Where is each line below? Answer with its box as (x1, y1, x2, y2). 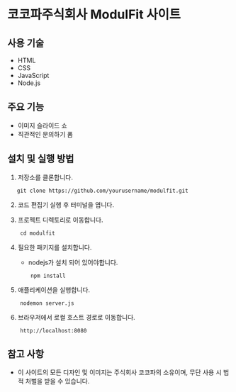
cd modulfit (20, 230, 55, 237)
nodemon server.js (20, 299, 74, 307)
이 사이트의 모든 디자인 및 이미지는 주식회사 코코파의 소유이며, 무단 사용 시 (17, 368, 222, 376)
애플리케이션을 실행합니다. (17, 285, 91, 294)
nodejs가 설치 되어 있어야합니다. (28, 258, 118, 267)
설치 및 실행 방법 (7, 153, 74, 165)
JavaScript (17, 72, 50, 79)
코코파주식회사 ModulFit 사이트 (7, 6, 181, 23)
